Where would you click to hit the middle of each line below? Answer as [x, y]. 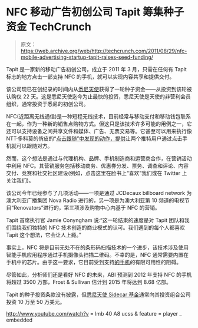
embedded [19, 320]
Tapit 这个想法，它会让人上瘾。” [44, 235]
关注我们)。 [20, 180]
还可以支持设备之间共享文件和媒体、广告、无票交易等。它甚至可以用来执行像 [99, 131]
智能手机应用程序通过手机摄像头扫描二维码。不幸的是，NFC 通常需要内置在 [97, 254]
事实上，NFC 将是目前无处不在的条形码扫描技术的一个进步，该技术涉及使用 [97, 247]
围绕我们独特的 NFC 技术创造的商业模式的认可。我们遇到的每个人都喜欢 [98, 227]
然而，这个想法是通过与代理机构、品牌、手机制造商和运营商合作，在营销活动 [99, 158]
